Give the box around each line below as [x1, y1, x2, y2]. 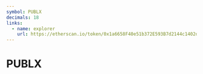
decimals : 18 [6, 14, 39, 20]
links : [6, 20, 23, 26]
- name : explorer [11, 25, 56, 32]
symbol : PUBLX [6, 8, 42, 15]
